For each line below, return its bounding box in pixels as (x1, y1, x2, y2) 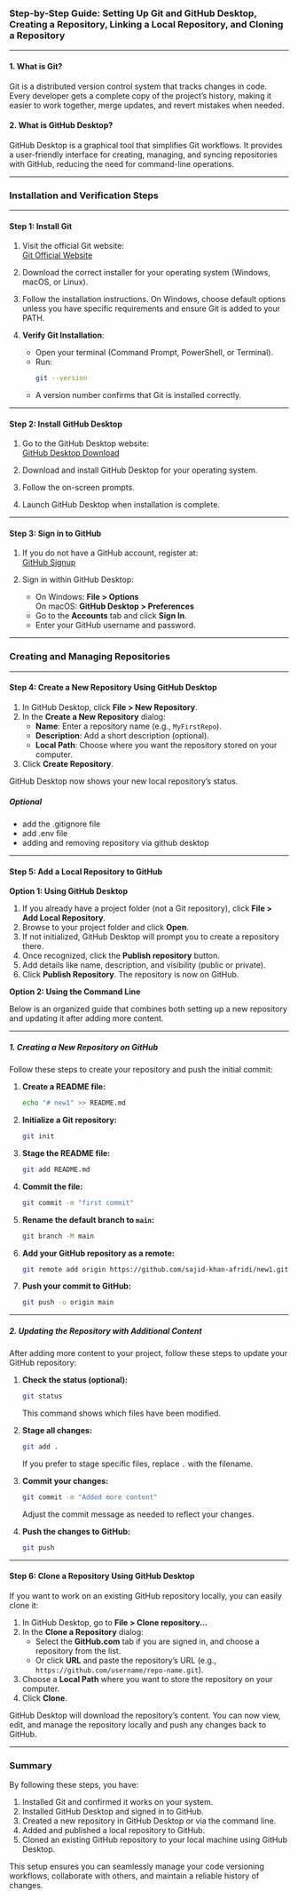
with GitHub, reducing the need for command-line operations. (9, 158, 235, 169)
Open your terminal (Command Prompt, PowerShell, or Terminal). (35, 347, 273, 358)
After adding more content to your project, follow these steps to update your (9, 1348, 288, 1359)
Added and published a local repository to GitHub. (21, 1825, 206, 1836)
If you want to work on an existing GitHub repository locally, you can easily (9, 1590, 282, 1601)
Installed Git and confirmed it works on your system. (21, 1797, 214, 1807)
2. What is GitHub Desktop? (9, 120, 114, 131)
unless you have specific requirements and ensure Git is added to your (21, 303, 281, 314)
